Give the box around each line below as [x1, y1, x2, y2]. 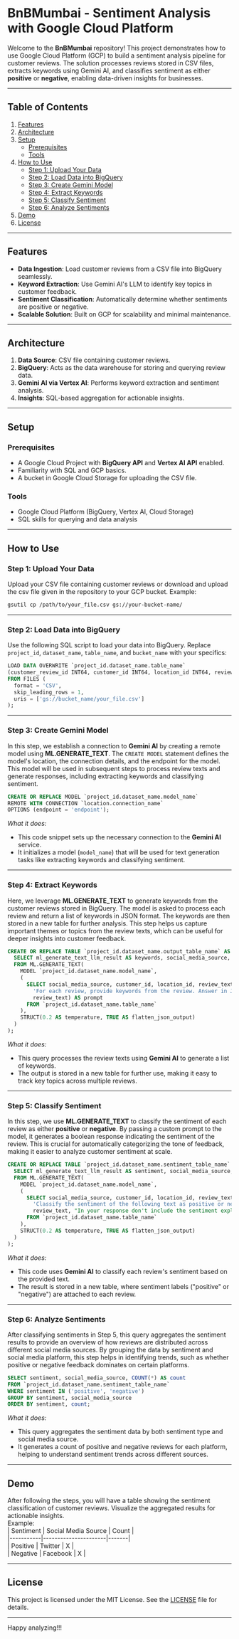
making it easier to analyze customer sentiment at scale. [7, 1147, 173, 1156]
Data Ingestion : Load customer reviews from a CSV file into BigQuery [17, 265, 222, 273]
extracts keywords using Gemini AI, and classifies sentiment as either [7, 66, 211, 75]
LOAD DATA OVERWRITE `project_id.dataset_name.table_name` [7, 662, 186, 669]
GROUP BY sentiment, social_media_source [7, 1394, 132, 1401]
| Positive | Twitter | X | [7, 1542, 75, 1550]
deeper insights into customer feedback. [7, 934, 127, 943]
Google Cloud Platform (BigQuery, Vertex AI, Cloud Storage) [17, 507, 194, 516]
